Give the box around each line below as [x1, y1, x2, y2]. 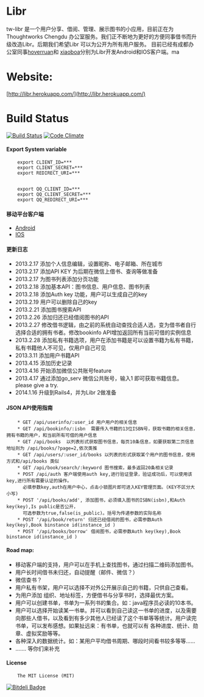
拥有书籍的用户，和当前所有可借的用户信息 [6, 432, 97, 438]
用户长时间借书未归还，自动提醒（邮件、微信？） [15, 568, 138, 575]
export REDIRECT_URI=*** [17, 170, 80, 177]
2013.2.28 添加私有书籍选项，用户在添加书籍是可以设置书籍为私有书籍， [15, 337, 197, 344]
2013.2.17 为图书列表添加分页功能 [15, 276, 99, 283]
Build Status [6, 112, 69, 126]
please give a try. [15, 382, 59, 389]
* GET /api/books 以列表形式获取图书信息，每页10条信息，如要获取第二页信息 [17, 439, 194, 445]
